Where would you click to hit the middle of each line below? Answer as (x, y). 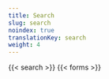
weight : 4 (24, 45)
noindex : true (32, 30)
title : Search (32, 15)
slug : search (30, 23)
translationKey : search (47, 38)
